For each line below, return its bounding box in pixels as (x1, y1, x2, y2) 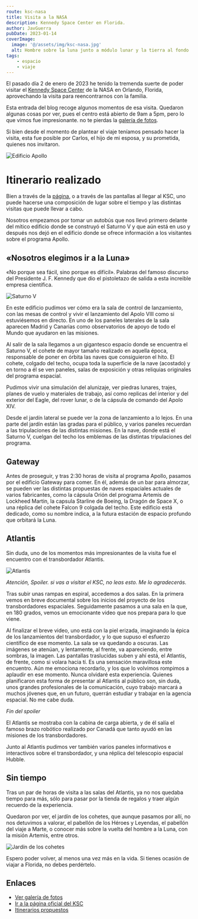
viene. (6, 615, 21, 623)
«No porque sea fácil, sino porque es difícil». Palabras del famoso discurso (6, 269, 189, 276)
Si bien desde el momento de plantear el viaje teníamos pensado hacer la (6, 128, 184, 135)
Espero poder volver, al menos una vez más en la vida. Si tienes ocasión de (6, 854, 189, 861)
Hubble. (6, 755, 25, 762)
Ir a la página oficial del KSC (14, 900, 84, 907)
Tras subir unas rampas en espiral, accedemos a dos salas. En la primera (6, 590, 184, 597)
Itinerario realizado (6, 173, 102, 187)
